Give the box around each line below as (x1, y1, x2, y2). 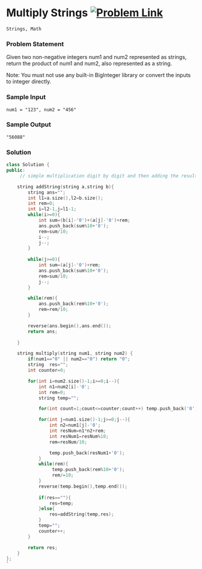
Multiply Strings (6, 6, 88, 20)
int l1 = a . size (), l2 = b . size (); (28, 195, 103, 201)
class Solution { (6, 162, 50, 168)
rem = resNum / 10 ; (49, 439, 87, 445)
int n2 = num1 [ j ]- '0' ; (49, 422, 101, 428)
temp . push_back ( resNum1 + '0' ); (49, 450, 125, 456)
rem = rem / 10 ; (38, 307, 69, 313)
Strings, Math (6, 26, 42, 32)
